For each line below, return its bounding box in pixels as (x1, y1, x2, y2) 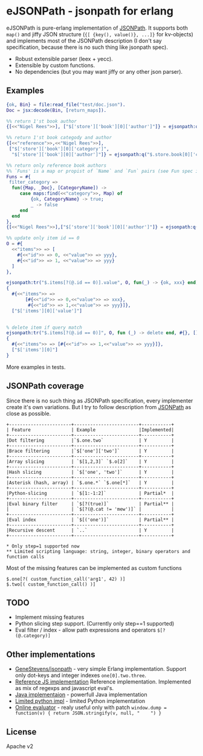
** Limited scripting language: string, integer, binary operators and (6, 548, 190, 554)
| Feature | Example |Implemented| (6, 427, 174, 433)
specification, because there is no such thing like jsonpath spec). (6, 44, 168, 51)
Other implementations (6, 649, 95, 659)
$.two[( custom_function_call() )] (6, 581, 96, 587)
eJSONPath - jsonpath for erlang (6, 4, 174, 18)
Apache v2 (6, 743, 34, 750)
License (6, 726, 37, 737)
